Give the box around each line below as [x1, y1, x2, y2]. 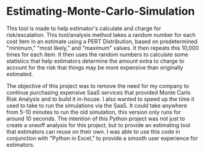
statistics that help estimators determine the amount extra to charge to [6, 57, 185, 65]
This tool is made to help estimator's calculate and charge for [6, 25, 161, 32]
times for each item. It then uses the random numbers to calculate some [6, 50, 188, 58]
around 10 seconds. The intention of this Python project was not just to [6, 115, 185, 122]
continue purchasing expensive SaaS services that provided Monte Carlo [6, 88, 191, 96]
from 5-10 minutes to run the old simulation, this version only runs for [6, 108, 181, 116]
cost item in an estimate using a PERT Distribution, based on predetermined [6, 37, 198, 45]
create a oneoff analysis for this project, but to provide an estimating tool [6, 121, 190, 128]
